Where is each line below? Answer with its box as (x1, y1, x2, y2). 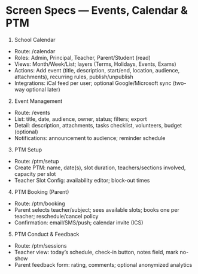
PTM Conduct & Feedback (14, 230, 80, 238)
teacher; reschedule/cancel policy (14, 212, 99, 220)
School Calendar (14, 36, 56, 43)
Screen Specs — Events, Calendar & (5, 4, 188, 17)
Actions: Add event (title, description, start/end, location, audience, (14, 66, 180, 74)
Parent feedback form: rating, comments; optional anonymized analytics (14, 261, 193, 268)
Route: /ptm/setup (14, 157, 59, 165)
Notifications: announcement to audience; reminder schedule (14, 134, 166, 141)
